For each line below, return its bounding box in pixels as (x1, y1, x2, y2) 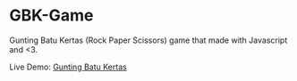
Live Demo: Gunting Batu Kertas (9, 61, 127, 72)
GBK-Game (9, 5, 94, 26)
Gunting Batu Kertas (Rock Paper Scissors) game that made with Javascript (9, 35, 288, 45)
